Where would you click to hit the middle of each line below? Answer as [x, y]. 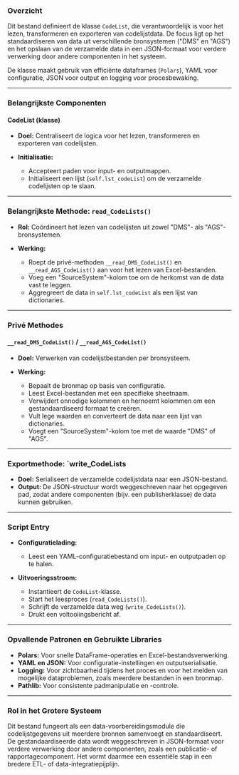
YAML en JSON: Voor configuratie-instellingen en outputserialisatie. [118, 662]
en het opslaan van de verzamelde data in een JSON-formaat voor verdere [117, 49]
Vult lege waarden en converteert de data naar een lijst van [115, 416]
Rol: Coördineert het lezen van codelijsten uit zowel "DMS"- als [111, 227]
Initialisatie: [35, 157]
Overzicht [25, 11]
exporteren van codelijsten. [58, 143]
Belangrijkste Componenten [57, 103]
